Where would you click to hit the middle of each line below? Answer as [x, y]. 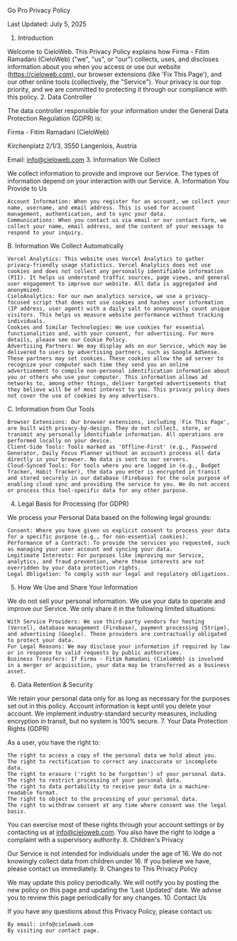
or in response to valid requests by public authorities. [95, 653]
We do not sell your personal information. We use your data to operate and [116, 601]
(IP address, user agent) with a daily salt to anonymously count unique [119, 309]
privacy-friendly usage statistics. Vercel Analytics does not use [109, 265]
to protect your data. [41, 640]
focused [19, 302]
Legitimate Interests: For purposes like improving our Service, [106, 555]
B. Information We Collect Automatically [66, 246]
